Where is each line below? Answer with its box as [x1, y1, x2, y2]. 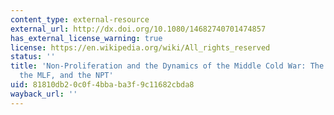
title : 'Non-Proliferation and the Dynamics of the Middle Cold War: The [10, 61, 325, 71]
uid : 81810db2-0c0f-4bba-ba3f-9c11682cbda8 [10, 80, 195, 90]
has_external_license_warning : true [10, 33, 163, 43]
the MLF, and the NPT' [19, 71, 114, 81]
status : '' [10, 52, 56, 62]
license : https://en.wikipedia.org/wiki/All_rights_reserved [10, 42, 271, 53]
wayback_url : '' [10, 89, 78, 99]
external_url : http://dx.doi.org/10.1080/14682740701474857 [10, 24, 267, 34]
